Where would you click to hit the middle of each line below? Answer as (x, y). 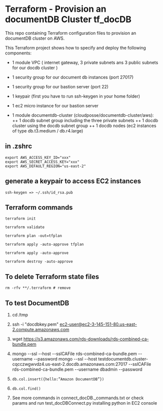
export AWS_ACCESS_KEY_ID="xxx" (38, 157)
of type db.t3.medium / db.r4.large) (48, 130)
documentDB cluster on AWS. (35, 38)
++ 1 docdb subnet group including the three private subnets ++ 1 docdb (85, 120)
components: (18, 53)
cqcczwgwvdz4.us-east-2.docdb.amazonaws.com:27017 (70, 364)
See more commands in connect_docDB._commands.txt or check (78, 398)
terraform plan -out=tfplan (34, 236)
